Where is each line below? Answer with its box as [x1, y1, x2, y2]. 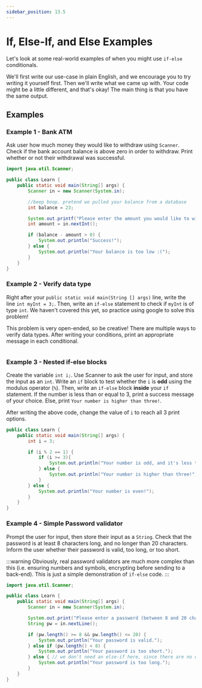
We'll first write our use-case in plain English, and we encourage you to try [6, 73, 191, 80]
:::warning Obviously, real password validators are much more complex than [6, 558, 195, 565]
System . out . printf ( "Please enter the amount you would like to [28, 215, 189, 221]
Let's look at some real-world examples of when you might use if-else [6, 55, 183, 62]
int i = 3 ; [28, 438, 55, 444]
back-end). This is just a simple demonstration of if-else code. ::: [6, 570, 170, 578]
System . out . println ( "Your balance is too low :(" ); [38, 249, 171, 255]
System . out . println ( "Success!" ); [38, 238, 122, 244]
